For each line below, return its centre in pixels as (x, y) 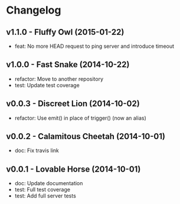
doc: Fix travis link (37, 150)
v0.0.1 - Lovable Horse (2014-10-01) (73, 169)
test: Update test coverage (47, 85)
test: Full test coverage (42, 190)
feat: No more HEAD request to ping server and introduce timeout (94, 46)
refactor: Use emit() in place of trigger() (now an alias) (80, 118)
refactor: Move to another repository (59, 79)
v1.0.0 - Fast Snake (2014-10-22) (68, 65)
